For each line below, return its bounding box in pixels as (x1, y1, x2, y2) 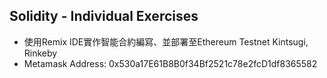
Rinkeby (23, 47, 58, 59)
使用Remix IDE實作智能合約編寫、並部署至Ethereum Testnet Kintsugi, (23, 35, 309, 48)
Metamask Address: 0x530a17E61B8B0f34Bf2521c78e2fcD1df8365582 (23, 57, 318, 69)
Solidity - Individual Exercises (9, 8, 199, 25)
